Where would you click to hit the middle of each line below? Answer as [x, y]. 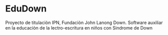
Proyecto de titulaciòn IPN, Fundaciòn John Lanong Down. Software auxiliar [84, 22]
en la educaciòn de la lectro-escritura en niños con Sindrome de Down [79, 27]
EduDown [26, 9]
